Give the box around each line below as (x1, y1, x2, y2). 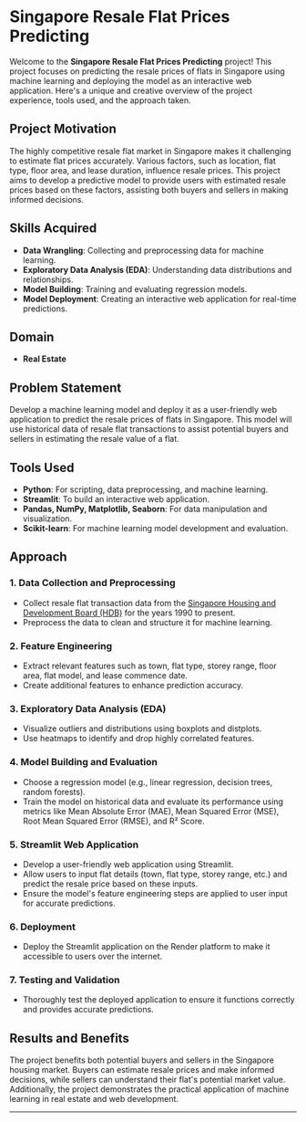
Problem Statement (9, 380, 122, 395)
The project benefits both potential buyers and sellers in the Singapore (9, 1054, 275, 1065)
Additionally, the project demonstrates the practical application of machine (9, 1084, 290, 1095)
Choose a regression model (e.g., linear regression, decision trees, (22, 776, 273, 787)
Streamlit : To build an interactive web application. (22, 494, 210, 504)
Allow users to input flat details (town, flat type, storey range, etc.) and (22, 868, 288, 879)
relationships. (22, 274, 74, 285)
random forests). (22, 786, 87, 797)
